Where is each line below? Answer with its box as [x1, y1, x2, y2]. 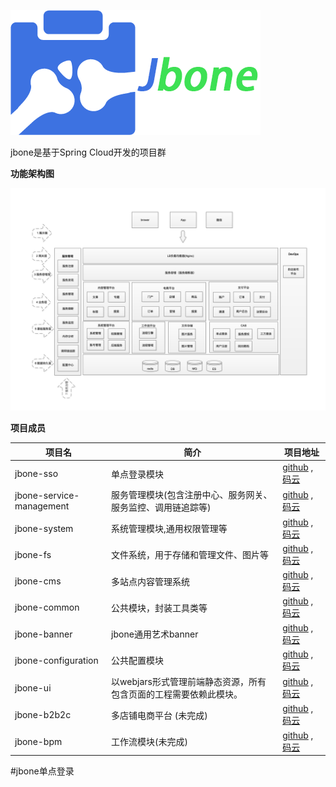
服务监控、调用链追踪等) [111, 501, 212, 514]
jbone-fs [14, 548, 52, 560]
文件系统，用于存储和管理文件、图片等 [111, 549, 270, 561]
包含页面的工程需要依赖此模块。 [111, 688, 243, 700]
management [14, 500, 70, 512]
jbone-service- [14, 490, 80, 502]
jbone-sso [14, 468, 59, 480]
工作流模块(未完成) [111, 736, 189, 748]
